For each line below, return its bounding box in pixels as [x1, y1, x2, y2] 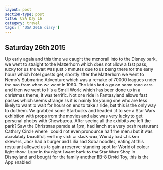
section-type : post [5, 12, 45, 17]
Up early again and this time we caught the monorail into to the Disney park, [5, 56, 157, 62]
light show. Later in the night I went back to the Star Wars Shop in [5, 149, 136, 154]
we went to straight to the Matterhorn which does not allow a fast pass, [5, 61, 147, 67]
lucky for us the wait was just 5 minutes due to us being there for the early [5, 66, 154, 72]
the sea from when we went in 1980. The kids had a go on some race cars [5, 82, 153, 87]
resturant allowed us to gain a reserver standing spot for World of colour [5, 144, 149, 150]
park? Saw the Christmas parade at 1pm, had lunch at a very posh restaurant [5, 123, 158, 129]
